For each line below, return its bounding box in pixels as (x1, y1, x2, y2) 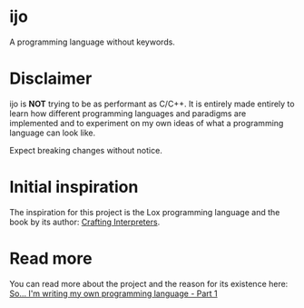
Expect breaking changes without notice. (9, 144, 163, 155)
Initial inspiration (9, 177, 139, 197)
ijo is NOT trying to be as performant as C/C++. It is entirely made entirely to (9, 98, 295, 109)
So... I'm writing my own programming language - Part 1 (9, 288, 218, 299)
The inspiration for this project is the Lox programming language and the (9, 206, 280, 217)
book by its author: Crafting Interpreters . (9, 216, 161, 227)
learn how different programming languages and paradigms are (9, 107, 247, 119)
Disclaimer (9, 68, 93, 89)
